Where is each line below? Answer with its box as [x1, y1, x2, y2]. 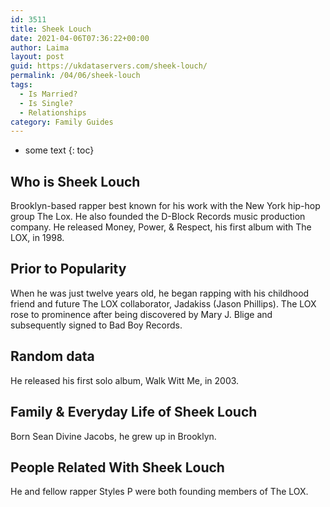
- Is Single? [19, 98, 74, 108]
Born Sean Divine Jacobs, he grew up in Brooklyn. [10, 430, 217, 442]
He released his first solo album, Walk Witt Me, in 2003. [10, 374, 240, 386]
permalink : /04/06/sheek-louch [10, 71, 141, 81]
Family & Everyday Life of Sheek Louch [10, 404, 258, 421]
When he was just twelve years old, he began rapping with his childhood [10, 287, 310, 299]
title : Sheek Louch [10, 24, 92, 34]
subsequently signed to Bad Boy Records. [10, 319, 183, 331]
